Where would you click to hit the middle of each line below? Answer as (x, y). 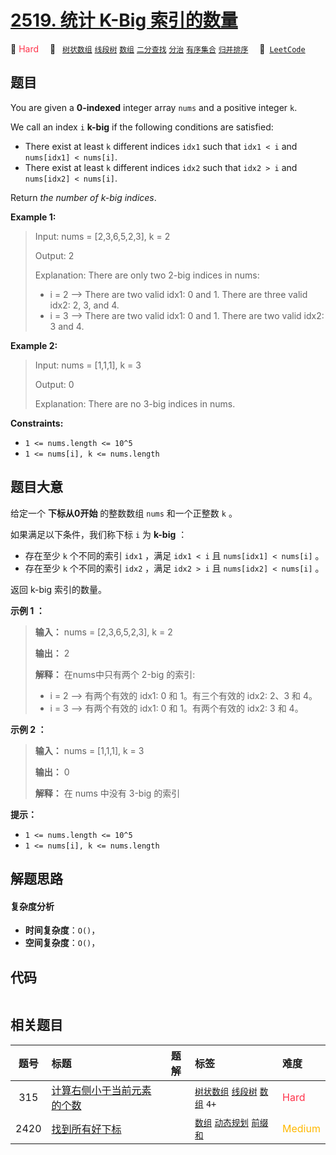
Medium (301, 1128)
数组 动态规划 (221, 1122)
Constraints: (37, 423)
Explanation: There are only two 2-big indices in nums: (147, 275)
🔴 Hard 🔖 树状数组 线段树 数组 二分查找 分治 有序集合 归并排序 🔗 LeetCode (158, 48)
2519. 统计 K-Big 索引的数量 (124, 20)
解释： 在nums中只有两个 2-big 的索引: (115, 674)
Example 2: (34, 345)
